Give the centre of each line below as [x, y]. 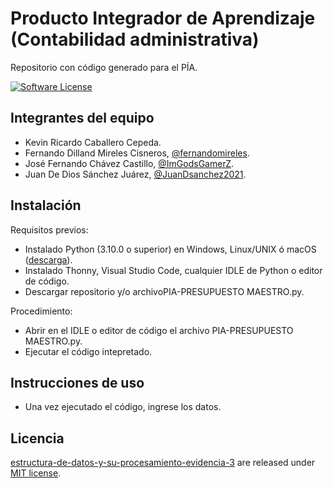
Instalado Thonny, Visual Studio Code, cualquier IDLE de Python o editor [173, 270]
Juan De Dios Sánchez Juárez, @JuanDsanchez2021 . [135, 174]
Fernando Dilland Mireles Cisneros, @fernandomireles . [137, 153]
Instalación [46, 205]
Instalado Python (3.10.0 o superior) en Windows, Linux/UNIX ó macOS [170, 249]
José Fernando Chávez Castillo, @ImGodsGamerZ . [129, 163]
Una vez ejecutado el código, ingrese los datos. [123, 407]
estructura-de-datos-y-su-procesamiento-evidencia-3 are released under [163, 463]
